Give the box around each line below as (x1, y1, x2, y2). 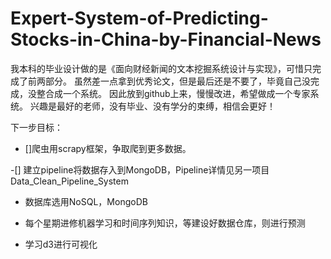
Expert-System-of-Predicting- (10, 7, 269, 30)
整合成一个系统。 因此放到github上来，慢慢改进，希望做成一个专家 (36, 87, 311, 99)
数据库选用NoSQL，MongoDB (24, 195, 148, 207)
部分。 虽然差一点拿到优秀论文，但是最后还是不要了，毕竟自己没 (44, 75, 311, 87)
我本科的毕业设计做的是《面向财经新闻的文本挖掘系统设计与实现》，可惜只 (10, 62, 313, 74)
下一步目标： (10, 121, 63, 133)
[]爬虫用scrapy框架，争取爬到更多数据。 (24, 142, 192, 154)
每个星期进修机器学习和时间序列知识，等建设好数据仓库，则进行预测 (24, 217, 306, 229)
